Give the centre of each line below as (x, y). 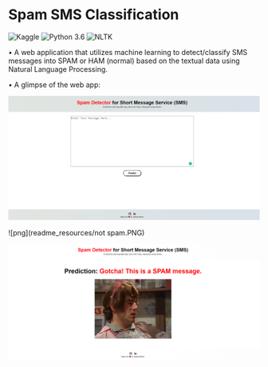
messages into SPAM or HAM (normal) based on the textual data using (124, 61)
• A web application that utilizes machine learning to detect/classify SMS (128, 52)
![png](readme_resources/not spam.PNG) (77, 233)
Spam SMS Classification (94, 15)
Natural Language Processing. (58, 69)
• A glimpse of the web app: (55, 85)
